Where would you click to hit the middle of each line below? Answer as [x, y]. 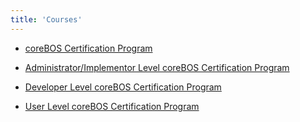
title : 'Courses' [46, 19]
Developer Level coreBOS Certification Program [123, 87]
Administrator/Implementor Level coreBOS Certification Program [157, 67]
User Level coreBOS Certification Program [112, 106]
